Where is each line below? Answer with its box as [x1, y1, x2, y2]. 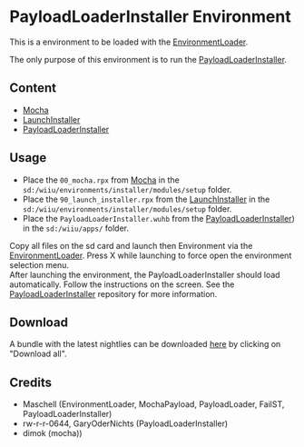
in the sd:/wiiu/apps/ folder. [22, 223, 130, 233]
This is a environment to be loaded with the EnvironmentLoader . [9, 36, 249, 47]
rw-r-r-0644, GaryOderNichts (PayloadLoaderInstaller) [22, 418, 229, 429]
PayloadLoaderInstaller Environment [9, 6, 292, 27]
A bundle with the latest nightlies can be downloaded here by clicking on [9, 339, 281, 350]
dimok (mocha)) [22, 428, 83, 439]
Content [9, 80, 57, 96]
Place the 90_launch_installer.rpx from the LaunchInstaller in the [22, 194, 270, 204]
